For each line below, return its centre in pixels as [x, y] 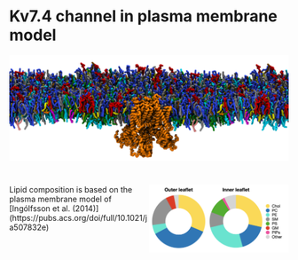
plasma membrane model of [61, 199]
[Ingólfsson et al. [40, 208]
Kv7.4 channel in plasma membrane [143, 16]
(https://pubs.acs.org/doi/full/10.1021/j [78, 217]
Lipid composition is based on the [71, 189]
